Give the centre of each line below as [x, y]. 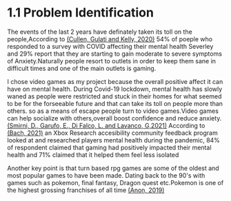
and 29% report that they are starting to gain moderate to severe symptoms [115, 54]
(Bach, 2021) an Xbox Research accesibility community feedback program [113, 133]
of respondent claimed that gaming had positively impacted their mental [109, 147]
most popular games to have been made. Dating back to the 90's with [106, 175]
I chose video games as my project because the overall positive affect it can [115, 81]
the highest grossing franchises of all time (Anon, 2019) [86, 190]
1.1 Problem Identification [80, 13]
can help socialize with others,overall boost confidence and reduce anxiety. [114, 118]
